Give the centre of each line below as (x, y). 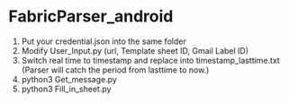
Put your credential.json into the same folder (104, 41)
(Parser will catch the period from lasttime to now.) (115, 70)
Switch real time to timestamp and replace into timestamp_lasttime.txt (150, 60)
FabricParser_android (91, 17)
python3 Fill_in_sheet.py (66, 89)
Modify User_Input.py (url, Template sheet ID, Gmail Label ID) (135, 50)
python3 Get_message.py (69, 79)
